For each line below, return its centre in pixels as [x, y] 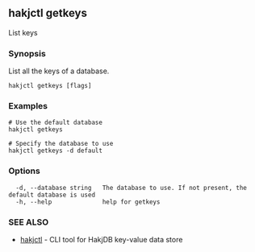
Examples [28, 106]
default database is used [52, 195]
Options [24, 171]
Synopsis [27, 53]
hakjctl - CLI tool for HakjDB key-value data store [101, 240]
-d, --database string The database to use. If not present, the [132, 188]
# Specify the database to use [61, 144]
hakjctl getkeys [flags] [50, 86]
